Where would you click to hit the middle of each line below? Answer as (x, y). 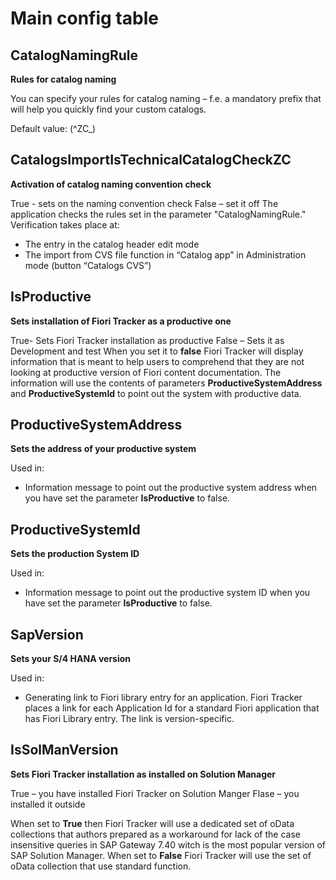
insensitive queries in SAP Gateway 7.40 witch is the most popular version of (168, 844)
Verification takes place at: (65, 224)
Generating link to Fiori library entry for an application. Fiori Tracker (163, 698)
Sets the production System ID (75, 554)
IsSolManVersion (64, 750)
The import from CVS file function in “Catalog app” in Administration (165, 254)
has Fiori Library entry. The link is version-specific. (129, 719)
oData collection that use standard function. (101, 866)
